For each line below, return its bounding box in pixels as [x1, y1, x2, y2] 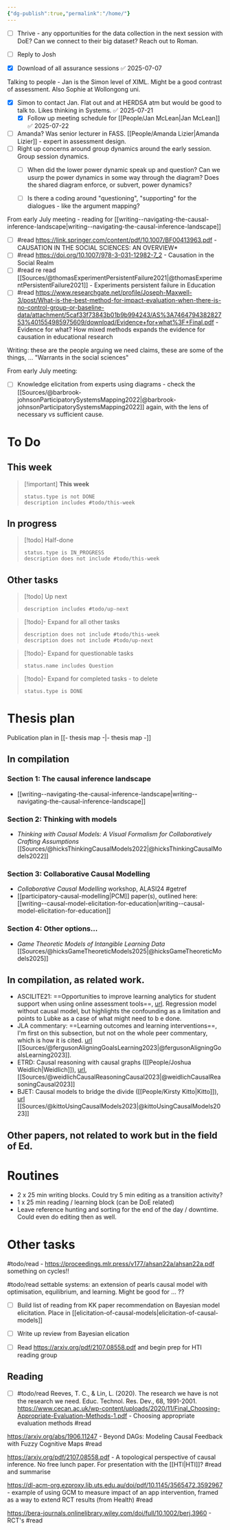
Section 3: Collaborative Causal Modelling [7, 869, 150, 878]
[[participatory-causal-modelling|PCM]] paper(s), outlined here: [16, 892, 198, 900]
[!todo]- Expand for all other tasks [23, 618, 120, 626]
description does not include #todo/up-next [23, 637, 154, 644]
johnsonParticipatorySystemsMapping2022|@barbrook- [16, 395, 176, 404]
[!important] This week [23, 479, 89, 488]
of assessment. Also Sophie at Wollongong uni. [7, 85, 141, 93]
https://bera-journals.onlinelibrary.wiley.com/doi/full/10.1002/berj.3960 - [7, 1509, 211, 1517]
